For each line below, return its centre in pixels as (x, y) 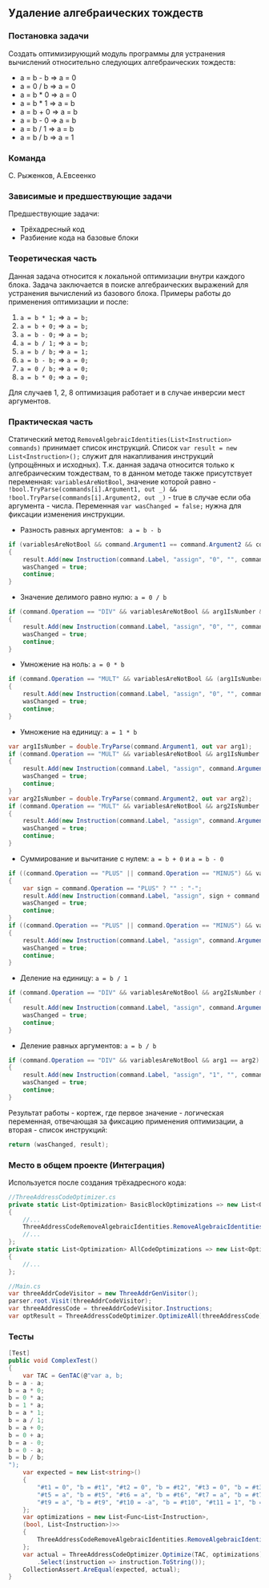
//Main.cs (25, 1286)
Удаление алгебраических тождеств (106, 13)
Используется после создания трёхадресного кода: (97, 1182)
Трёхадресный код (52, 229)
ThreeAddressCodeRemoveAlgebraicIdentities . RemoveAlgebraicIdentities (143, 1227)
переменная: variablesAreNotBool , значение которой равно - (112, 481)
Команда (27, 158)
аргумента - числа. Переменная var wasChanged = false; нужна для (125, 505)
